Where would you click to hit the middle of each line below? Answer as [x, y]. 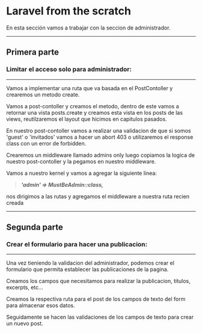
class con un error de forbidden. [46, 143]
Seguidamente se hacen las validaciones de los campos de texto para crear [100, 317]
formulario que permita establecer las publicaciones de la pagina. [87, 269]
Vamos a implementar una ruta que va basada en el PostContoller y [90, 88]
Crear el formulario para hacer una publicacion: [77, 244]
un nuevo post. [25, 323]
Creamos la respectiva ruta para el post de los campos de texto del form [96, 299]
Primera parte [32, 52]
